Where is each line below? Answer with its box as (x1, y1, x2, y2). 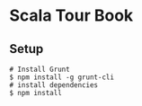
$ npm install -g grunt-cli (9, 73, 115, 82)
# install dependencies (9, 81, 99, 90)
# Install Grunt (9, 65, 70, 74)
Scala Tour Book (9, 5, 134, 26)
